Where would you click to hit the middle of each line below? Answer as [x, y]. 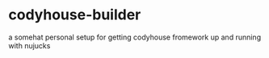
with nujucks [29, 45]
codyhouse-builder [75, 15]
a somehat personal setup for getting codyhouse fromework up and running [134, 37]
